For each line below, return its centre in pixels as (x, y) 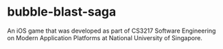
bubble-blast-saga (62, 12)
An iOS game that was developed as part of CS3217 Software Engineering (111, 31)
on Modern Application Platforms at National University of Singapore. (105, 37)
